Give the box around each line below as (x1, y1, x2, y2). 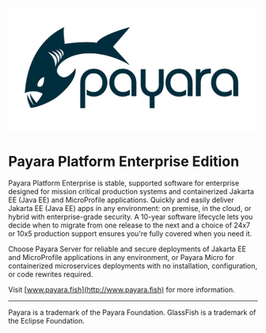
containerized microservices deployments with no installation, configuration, (8, 261, 257, 271)
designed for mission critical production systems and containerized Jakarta (8, 187, 255, 197)
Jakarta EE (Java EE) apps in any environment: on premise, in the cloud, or (8, 204, 252, 213)
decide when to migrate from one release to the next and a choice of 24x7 (8, 220, 251, 230)
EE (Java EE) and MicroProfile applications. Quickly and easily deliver (8, 195, 235, 205)
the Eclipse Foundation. (8, 316, 85, 326)
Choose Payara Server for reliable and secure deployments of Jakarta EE (8, 244, 247, 254)
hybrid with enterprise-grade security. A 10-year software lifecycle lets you (8, 212, 253, 222)
